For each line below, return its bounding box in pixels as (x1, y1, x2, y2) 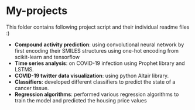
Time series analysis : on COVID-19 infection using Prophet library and (14, 60, 186, 67)
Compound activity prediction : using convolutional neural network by (14, 41, 184, 48)
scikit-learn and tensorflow (14, 53, 80, 60)
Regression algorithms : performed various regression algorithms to (14, 91, 179, 98)
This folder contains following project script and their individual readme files (6, 23, 190, 30)
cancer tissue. (14, 84, 49, 91)
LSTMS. (14, 66, 34, 73)
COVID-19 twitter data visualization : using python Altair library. (14, 72, 169, 79)
